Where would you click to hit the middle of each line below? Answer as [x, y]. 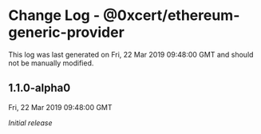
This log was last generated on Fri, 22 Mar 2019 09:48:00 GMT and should [131, 54]
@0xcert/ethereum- [171, 16]
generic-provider [67, 32]
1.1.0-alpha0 [40, 88]
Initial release [30, 123]
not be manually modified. [51, 63]
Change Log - [54, 16]
